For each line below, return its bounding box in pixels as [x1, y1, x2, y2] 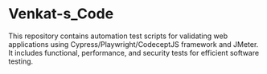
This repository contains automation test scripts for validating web [8, 31, 228, 41]
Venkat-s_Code [8, 5, 114, 23]
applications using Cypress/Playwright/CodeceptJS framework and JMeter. [8, 39, 259, 49]
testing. [8, 56, 34, 66]
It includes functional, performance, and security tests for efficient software [8, 48, 260, 57]
